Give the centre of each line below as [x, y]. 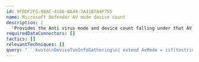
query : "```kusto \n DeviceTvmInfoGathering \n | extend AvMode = [84, 50]
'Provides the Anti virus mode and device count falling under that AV [102, 28]
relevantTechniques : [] [36, 45]
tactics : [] [21, 39]
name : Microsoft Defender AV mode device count [66, 17]
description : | [25, 22]
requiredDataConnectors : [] [41, 34]
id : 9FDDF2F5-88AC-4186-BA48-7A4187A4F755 [59, 12]
